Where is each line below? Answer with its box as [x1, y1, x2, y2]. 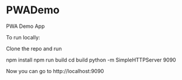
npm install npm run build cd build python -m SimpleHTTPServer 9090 [6, 56, 177, 63]
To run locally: [6, 34, 40, 41]
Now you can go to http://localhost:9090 [6, 67, 104, 74]
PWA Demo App [6, 23, 45, 30]
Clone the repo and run [6, 45, 62, 52]
